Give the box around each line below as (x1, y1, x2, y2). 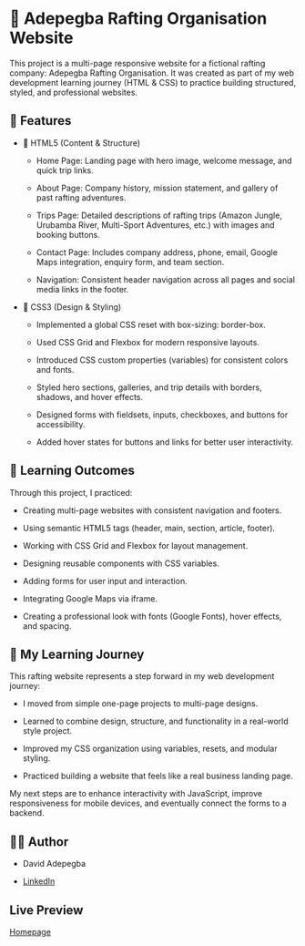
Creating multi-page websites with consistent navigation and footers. (22, 505, 282, 516)
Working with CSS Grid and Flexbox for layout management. (22, 540, 249, 550)
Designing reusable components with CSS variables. (22, 558, 220, 569)
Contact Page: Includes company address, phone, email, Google (36, 246, 278, 258)
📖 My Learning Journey (9, 646, 145, 662)
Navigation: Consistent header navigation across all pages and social (36, 273, 296, 285)
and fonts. (36, 364, 75, 375)
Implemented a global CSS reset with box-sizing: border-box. (36, 319, 267, 330)
